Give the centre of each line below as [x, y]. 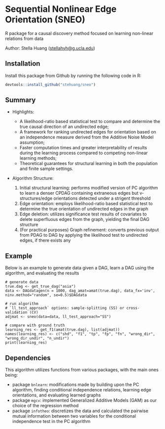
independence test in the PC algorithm [51, 422]
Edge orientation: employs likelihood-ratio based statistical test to [86, 204]
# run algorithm [22, 304]
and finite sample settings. [46, 169]
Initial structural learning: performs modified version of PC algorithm [89, 188]
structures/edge [36, 198]
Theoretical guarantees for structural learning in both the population [88, 164]
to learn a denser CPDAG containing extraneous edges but [79, 193]
